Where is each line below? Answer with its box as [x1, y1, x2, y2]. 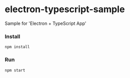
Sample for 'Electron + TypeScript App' [5, 20, 86, 26]
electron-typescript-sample [5, 4, 125, 15]
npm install [5, 45, 30, 50]
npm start [5, 67, 26, 73]
